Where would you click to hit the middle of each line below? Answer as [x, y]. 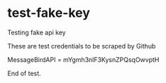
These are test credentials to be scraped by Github [82, 46]
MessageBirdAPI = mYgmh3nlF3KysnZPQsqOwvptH [83, 59]
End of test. [24, 73]
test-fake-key [49, 13]
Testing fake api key [37, 32]
